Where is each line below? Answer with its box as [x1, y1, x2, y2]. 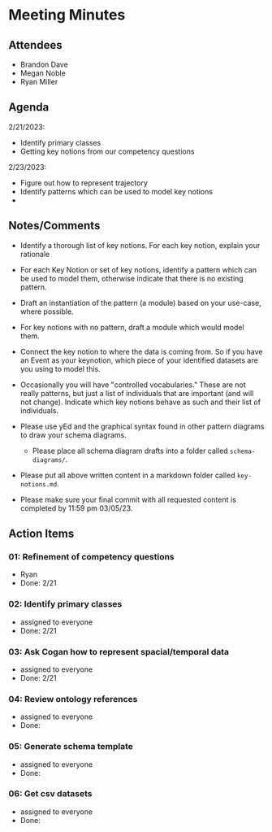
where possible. [19, 307, 75, 316]
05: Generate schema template [8, 741, 134, 752]
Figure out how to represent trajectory [19, 177, 149, 188]
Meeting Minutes [8, 6, 126, 24]
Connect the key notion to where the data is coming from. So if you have [19, 346, 263, 356]
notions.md [19, 480, 58, 489]
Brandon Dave [19, 59, 69, 69]
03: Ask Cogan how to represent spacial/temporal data [8, 646, 230, 657]
